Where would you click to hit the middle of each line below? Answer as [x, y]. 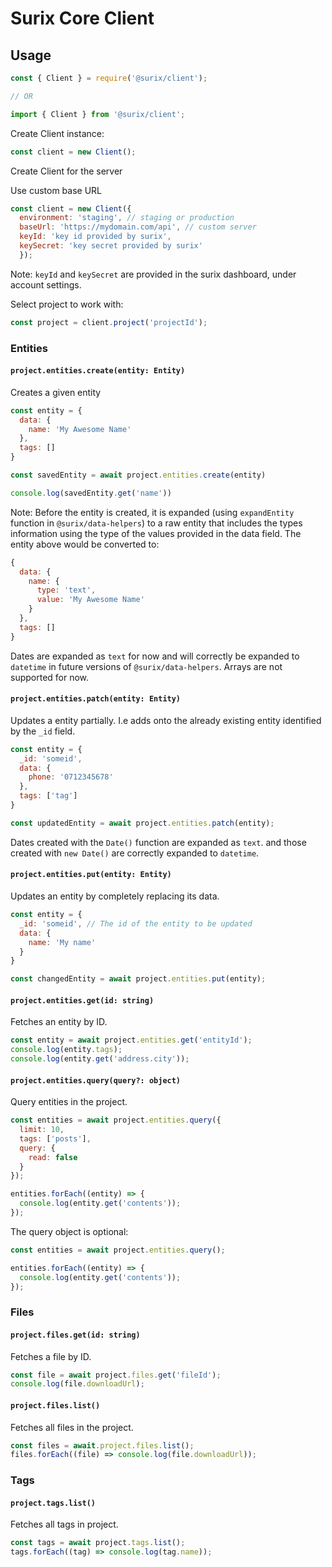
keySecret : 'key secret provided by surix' [111, 246]
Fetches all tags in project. [64, 1524]
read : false [53, 1157]
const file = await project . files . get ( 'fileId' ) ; [116, 1375]
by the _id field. [43, 731]
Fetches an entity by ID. [59, 1022]
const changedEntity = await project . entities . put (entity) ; [138, 979]
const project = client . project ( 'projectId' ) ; [109, 322]
